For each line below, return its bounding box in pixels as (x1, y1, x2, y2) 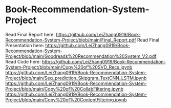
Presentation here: (5, 42, 45, 48)
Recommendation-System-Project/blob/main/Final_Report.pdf (5, 37, 137, 43)
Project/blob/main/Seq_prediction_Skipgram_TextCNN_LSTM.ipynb (5, 75, 147, 81)
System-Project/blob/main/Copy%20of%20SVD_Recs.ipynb (5, 64, 133, 70)
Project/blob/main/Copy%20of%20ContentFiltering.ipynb (5, 96, 127, 103)
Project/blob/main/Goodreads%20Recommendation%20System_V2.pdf (5, 53, 157, 59)
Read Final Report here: (5, 31, 55, 37)
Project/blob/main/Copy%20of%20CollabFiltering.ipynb (5, 85, 124, 92)
